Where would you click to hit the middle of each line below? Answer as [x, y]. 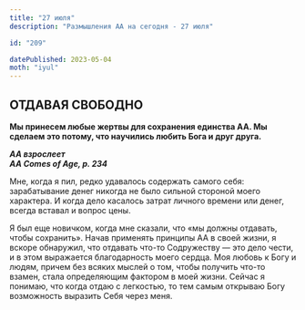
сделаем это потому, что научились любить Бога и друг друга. [136, 136]
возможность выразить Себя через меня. [91, 295]
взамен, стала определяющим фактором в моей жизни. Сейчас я [137, 276]
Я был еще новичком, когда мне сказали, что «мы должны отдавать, [143, 228]
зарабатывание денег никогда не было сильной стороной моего [135, 191]
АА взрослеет [37, 154]
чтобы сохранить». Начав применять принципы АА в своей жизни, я [143, 237]
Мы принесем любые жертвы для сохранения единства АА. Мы [138, 126]
